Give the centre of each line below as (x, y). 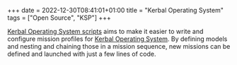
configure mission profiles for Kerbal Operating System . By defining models (117, 39)
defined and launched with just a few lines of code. (82, 54)
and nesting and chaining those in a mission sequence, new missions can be (119, 46)
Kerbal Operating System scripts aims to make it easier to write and (105, 31)
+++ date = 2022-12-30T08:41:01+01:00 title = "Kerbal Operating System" (116, 10)
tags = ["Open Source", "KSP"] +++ (59, 18)
